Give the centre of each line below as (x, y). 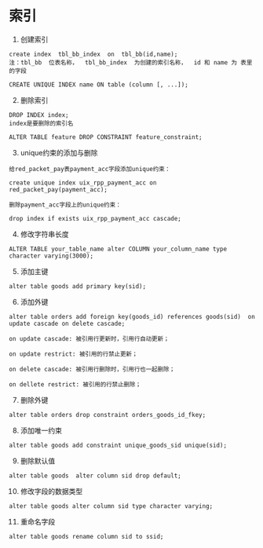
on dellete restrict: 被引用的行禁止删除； (75, 384)
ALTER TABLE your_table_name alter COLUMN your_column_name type (118, 249)
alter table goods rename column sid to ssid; (86, 536)
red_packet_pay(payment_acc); (58, 189)
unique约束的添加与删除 (59, 152)
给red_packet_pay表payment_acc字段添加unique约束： (90, 169)
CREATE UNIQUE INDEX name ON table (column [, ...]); (99, 84)
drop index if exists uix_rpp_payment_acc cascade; (95, 218)
